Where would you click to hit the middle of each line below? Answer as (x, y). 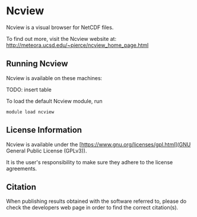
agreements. (22, 168)
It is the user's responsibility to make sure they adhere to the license (90, 162)
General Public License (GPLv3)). (47, 151)
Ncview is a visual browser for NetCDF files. (60, 27)
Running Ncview (37, 64)
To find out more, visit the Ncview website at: (61, 39)
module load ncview (30, 112)
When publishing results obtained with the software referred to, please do (96, 201)
